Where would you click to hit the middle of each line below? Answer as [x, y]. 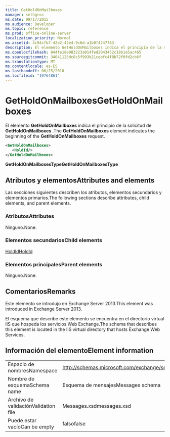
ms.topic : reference [27, 29]
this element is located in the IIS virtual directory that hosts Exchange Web [83, 329]
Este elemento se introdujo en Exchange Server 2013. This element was [79, 303]
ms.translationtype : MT [30, 62]
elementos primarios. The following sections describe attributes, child [77, 198]
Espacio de [21, 364]
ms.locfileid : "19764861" [32, 76]
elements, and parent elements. [38, 203]
